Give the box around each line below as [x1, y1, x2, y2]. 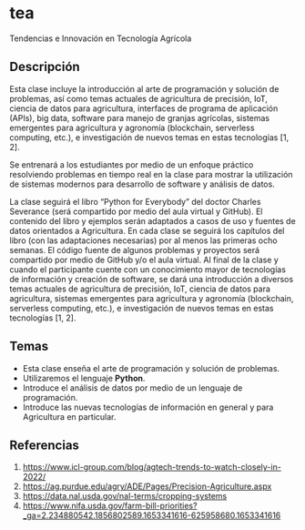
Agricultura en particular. [22, 411, 117, 422]
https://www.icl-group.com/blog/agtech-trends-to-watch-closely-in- [22, 462, 282, 473]
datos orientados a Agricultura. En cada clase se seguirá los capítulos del [9, 225, 285, 236]
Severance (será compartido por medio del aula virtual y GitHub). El [9, 206, 263, 217]
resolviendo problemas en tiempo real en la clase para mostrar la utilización [9, 168, 293, 179]
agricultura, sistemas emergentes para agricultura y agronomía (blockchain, [9, 292, 294, 303]
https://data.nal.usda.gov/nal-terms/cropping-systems [22, 491, 228, 502]
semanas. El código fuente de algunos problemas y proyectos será [9, 244, 260, 255]
